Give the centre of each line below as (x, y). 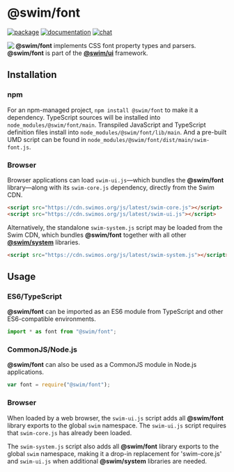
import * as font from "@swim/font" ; (62, 332)
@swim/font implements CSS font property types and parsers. (106, 45)
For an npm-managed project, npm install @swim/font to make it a (103, 110)
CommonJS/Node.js (42, 349)
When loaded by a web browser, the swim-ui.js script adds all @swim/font (116, 418)
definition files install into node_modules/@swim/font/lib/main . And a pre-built (117, 132)
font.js (18, 148)
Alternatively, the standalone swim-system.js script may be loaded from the (115, 227)
